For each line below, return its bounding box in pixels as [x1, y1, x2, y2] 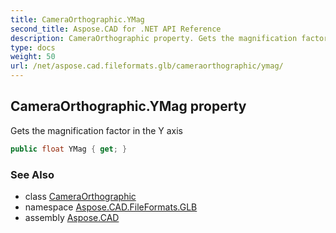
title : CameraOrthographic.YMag [10, 14, 145, 25]
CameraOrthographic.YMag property [10, 98, 247, 115]
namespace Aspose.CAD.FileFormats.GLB [24, 201, 198, 213]
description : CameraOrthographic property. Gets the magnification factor [10, 33, 329, 43]
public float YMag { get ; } [10, 144, 128, 154]
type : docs [10, 42, 56, 53]
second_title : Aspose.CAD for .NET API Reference [10, 24, 222, 34]
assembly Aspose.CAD [24, 211, 120, 223]
